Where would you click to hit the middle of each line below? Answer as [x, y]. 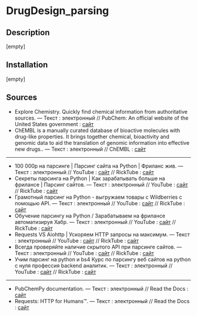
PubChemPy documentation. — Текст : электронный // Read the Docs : [101, 288]
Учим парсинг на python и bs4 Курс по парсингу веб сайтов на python [103, 259]
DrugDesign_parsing [58, 11]
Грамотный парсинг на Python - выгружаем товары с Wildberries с [98, 197]
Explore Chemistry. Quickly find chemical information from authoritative [101, 111]
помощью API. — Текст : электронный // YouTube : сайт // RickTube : [100, 203]
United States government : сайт [54, 124]
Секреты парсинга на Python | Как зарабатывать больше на [90, 178]
